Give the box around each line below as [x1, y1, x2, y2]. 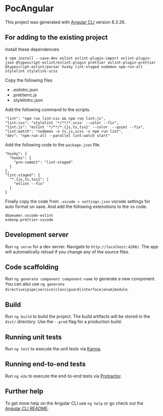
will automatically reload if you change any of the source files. [5, 249, 130, 254]
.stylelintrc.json [12, 97, 43, 103]
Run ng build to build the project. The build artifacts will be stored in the [5, 314, 150, 320]
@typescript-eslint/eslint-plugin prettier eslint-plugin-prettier [16, 60, 156, 65]
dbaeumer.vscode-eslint [5, 213, 54, 218]
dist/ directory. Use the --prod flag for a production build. [5, 319, 122, 324]
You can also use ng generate [5, 281, 65, 287]
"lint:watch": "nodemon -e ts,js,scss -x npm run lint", [5, 129, 123, 134]
